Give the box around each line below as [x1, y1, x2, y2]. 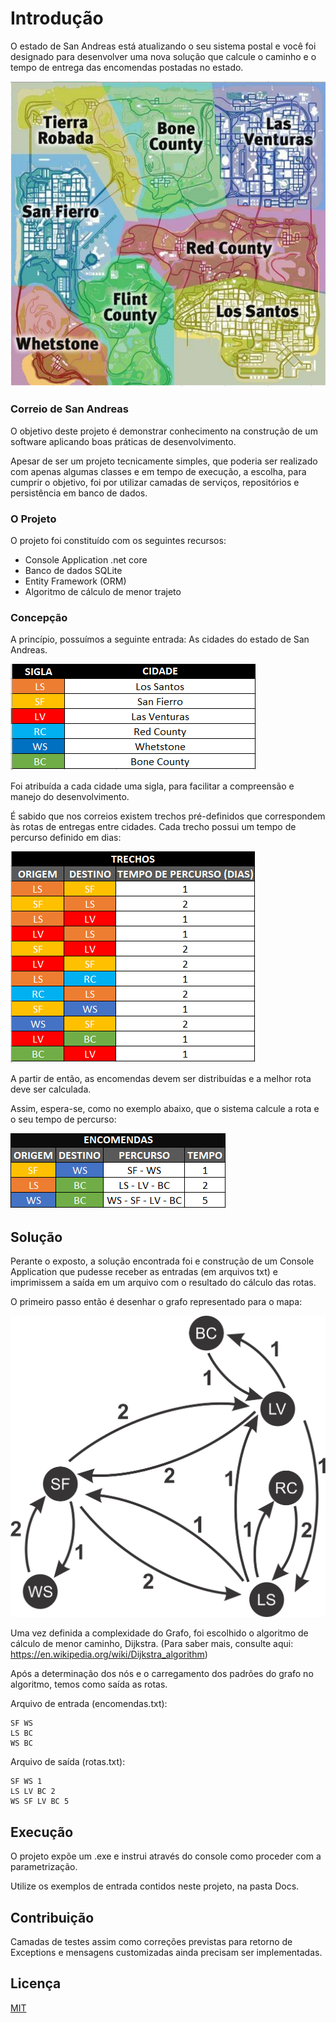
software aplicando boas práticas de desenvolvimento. [10, 435, 237, 447]
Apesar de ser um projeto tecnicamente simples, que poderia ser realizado [10, 455, 318, 467]
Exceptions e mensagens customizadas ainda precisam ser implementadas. [10, 1947, 323, 1959]
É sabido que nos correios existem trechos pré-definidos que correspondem [10, 810, 326, 822]
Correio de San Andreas [10, 402, 130, 416]
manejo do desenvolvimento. [10, 791, 130, 803]
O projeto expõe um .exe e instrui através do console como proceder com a [10, 1850, 322, 1862]
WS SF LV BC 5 [10, 1797, 70, 1807]
